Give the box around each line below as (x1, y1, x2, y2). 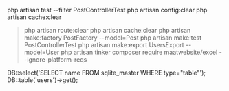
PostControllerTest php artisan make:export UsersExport (23, 41, 184, 49)
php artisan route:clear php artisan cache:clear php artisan (23, 27, 191, 34)
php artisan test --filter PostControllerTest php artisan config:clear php (7, 6, 208, 14)
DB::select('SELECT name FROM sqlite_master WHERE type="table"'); (7, 68, 206, 77)
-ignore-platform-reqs (23, 55, 87, 64)
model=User (23, 48, 60, 56)
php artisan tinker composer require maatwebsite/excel (61, 48, 218, 56)
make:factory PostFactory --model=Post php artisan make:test (23, 34, 202, 42)
